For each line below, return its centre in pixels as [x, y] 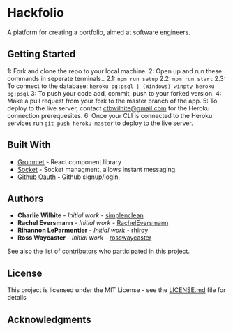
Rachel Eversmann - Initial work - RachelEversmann [93, 223]
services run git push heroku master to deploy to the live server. [100, 123]
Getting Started [42, 54]
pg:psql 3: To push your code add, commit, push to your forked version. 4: [114, 93]
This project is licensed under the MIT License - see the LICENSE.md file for [116, 290]
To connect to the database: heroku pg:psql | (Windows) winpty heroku [111, 86]
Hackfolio [36, 13]
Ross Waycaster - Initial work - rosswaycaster [84, 238]
